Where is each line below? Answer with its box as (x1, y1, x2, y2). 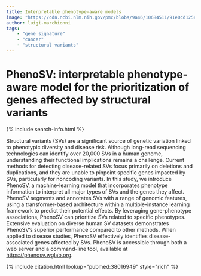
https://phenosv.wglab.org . (6, 252, 73, 259)
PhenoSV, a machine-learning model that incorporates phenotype (6, 182, 168, 189)
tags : (6, 25, 20, 32)
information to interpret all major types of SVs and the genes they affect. (6, 188, 184, 195)
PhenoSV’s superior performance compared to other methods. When (6, 226, 176, 233)
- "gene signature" (17, 31, 66, 37)
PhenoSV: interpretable (6, 68, 126, 81)
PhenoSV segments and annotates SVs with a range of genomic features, (6, 194, 187, 201)
